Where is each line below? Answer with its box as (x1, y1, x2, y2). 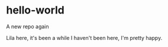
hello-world (6, 4, 65, 17)
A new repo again (6, 23, 49, 30)
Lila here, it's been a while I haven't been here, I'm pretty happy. (6, 34, 163, 41)
